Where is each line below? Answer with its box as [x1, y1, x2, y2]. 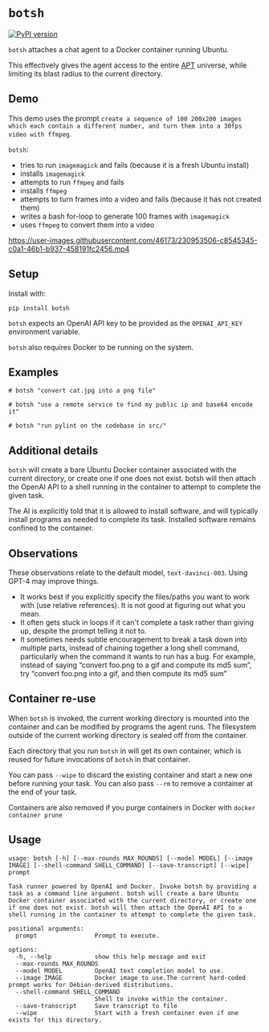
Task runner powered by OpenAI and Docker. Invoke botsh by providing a [8, 882, 257, 891]
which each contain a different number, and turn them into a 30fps [8, 122, 243, 130]
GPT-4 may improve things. [8, 577, 100, 585]
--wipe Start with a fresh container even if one [15, 1009, 239, 1017]
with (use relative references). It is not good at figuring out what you [19, 601, 246, 610]
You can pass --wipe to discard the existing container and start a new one [8, 769, 253, 780]
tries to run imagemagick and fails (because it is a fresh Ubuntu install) [19, 160, 250, 169]
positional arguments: [8, 924, 84, 932]
